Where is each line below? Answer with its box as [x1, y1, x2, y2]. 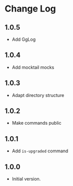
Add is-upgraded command [11, 148, 68, 154]
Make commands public [11, 120, 61, 126]
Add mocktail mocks [11, 64, 54, 70]
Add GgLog [11, 36, 36, 42]
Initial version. [11, 176, 41, 182]
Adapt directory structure [11, 92, 64, 98]
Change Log [4, 3, 56, 15]
